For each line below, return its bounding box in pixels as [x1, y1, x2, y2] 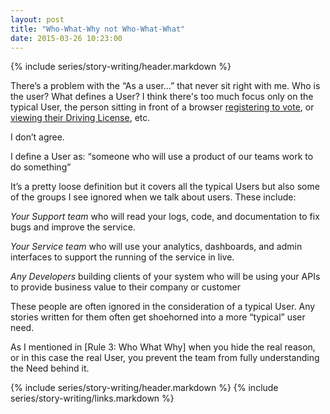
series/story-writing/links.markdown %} [10, 392, 175, 405]
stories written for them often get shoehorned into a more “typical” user [10, 311, 306, 323]
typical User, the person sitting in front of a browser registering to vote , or [10, 101, 315, 113]
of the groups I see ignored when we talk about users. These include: [10, 191, 297, 203]
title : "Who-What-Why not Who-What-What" [10, 24, 186, 34]
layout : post [10, 14, 65, 25]
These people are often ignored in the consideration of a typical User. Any [10, 301, 316, 313]
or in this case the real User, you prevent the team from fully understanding [10, 352, 320, 364]
